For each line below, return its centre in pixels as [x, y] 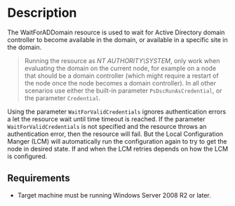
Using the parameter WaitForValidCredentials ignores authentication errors [117, 111]
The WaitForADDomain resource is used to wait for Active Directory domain [116, 32]
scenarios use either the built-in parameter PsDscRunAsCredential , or [123, 90]
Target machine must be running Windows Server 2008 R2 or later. [114, 195]
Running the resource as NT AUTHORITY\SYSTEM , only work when [122, 60]
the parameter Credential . [62, 98]
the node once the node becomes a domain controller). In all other [120, 83]
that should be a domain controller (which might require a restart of [121, 76]
